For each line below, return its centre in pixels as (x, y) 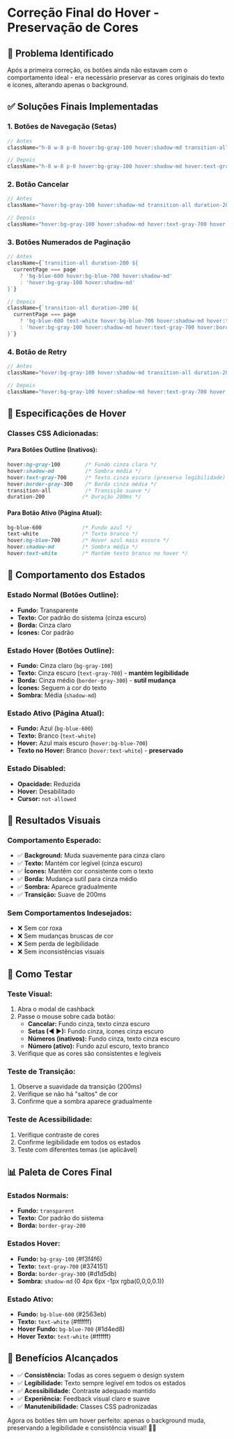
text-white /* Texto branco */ (73, 534)
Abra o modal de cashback (56, 1009)
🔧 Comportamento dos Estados (76, 575)
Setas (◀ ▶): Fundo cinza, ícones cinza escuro (96, 1032)
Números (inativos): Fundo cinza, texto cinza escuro (104, 1039)
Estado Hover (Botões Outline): (61, 651)
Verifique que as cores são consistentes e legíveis (89, 1054)
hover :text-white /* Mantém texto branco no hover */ (98, 554)
